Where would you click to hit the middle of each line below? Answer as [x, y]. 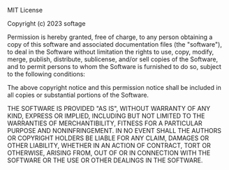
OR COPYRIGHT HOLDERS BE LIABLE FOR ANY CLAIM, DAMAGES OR [108, 138]
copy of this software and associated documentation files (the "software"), [114, 44]
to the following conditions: [46, 74]
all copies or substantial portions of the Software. [78, 95]
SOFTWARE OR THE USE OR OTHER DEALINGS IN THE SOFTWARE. [105, 160]
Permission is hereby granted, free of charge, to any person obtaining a [110, 37]
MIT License [25, 10]
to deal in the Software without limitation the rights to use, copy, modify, [111, 52]
